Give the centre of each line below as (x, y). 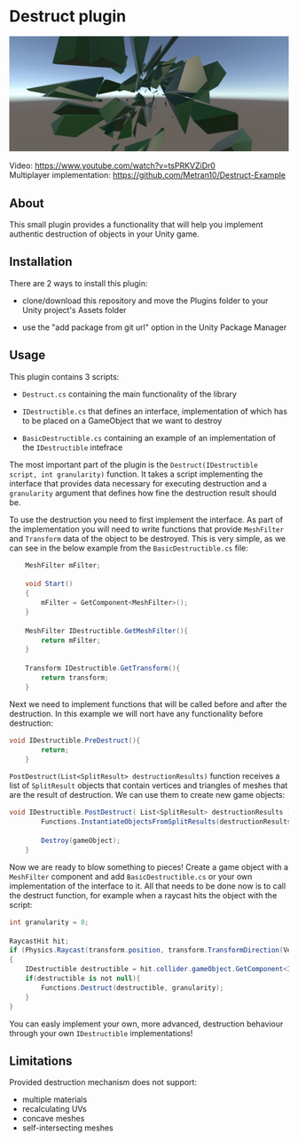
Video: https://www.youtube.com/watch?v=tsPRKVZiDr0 (112, 165)
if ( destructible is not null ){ (83, 979)
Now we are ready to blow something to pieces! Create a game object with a (149, 867)
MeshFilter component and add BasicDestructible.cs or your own (131, 876)
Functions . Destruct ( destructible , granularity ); (133, 988)
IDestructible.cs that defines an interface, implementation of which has (155, 411)
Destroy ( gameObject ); (81, 841)
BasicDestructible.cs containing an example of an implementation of (149, 438)
